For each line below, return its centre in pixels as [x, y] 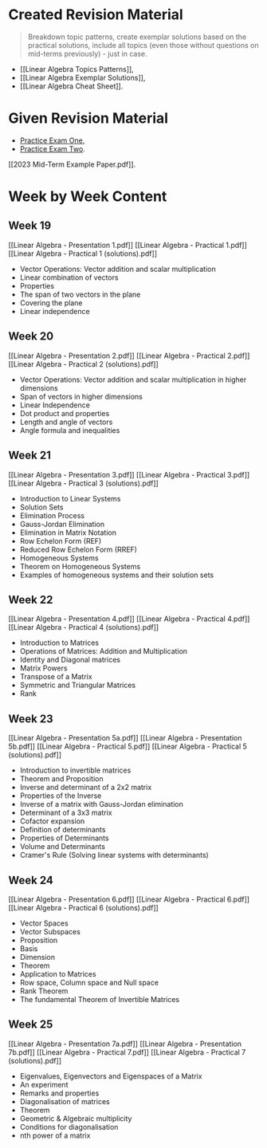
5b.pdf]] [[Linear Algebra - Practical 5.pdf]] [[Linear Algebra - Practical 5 [128, 746]
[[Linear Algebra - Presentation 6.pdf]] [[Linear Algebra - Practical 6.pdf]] [129, 899]
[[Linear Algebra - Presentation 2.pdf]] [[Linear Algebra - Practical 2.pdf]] [129, 356]
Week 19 [30, 226]
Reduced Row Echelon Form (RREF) [79, 549]
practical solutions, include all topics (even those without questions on [143, 45]
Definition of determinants [63, 830]
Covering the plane [51, 303]
